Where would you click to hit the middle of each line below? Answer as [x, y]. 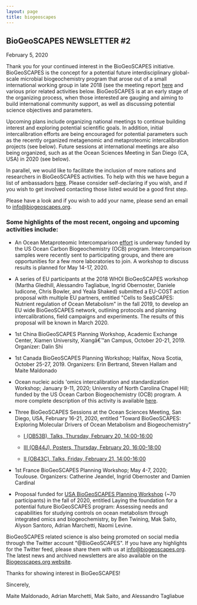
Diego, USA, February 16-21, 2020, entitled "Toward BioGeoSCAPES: [98, 418]
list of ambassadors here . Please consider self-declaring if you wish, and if [97, 183]
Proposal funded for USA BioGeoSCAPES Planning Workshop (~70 [95, 494]
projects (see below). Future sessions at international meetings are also [93, 147]
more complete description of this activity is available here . [86, 400]
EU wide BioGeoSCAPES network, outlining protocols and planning [95, 310]
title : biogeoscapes [31, 17]
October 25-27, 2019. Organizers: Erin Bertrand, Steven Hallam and [96, 364]
